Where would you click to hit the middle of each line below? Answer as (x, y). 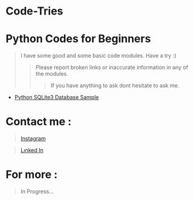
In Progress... (37, 191)
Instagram (33, 139)
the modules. (52, 74)
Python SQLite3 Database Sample (57, 97)
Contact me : (39, 122)
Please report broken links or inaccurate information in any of (112, 67)
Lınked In (32, 150)
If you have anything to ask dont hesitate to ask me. (115, 85)
